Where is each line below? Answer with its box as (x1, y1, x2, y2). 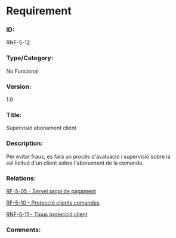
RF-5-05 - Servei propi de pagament (6, 187, 97, 194)
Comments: (6, 225, 41, 234)
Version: (6, 82, 32, 91)
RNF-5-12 (6, 39, 30, 46)
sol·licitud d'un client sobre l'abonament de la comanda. (6, 159, 144, 166)
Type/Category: (6, 54, 54, 62)
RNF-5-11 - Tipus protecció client (6, 211, 88, 218)
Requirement (6, 4, 72, 18)
